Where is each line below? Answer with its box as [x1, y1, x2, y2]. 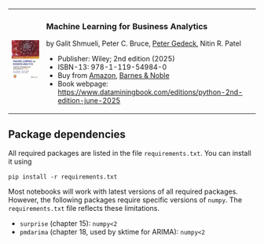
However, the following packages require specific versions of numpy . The [8, 195, 242, 205]
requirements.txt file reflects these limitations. [8, 204, 159, 213]
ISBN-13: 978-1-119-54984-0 [57, 62, 167, 72]
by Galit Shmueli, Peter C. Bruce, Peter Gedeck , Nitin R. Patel [46, 39, 242, 48]
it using [8, 157, 32, 166]
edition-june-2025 [57, 96, 121, 105]
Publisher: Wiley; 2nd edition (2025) [57, 54, 175, 64]
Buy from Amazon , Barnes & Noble [57, 71, 170, 80]
